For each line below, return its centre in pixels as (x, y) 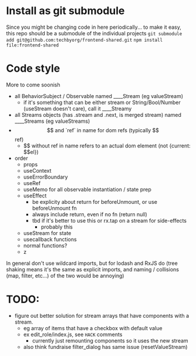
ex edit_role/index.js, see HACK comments (73, 334)
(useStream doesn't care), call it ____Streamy (77, 108)
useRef (32, 183)
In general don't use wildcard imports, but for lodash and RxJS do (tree (92, 263)
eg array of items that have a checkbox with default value (93, 328)
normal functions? (45, 246)
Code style (33, 68)
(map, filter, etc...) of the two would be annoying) (65, 276)
